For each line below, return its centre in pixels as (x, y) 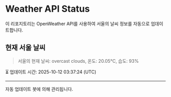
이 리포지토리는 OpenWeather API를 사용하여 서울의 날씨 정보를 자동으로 (78, 23)
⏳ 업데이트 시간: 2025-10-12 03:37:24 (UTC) (51, 71)
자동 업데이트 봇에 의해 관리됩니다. (39, 89)
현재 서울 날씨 (25, 48)
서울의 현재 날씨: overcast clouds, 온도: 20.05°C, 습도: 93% (78, 61)
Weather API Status (48, 9)
